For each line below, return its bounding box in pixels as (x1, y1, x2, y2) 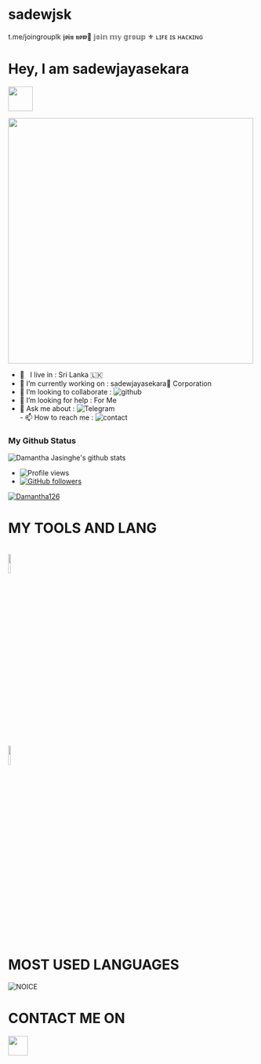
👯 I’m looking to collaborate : (19, 387, 112, 396)
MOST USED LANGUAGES (8, 956, 179, 974)
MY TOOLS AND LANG (8, 519, 158, 538)
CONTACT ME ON (8, 1010, 125, 1027)
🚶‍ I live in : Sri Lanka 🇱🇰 (19, 369, 103, 379)
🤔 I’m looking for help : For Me (19, 395, 118, 405)
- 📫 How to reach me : (19, 413, 94, 422)
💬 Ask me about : (19, 403, 75, 413)
